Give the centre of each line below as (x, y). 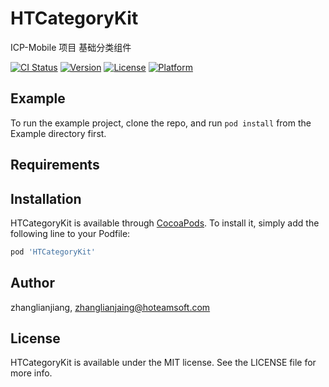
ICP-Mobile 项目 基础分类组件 (71, 47)
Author (32, 283)
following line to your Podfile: (70, 233)
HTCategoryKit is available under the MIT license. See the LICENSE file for (163, 363)
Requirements (55, 165)
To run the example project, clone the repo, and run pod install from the (161, 123)
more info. (31, 373)
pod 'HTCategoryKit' (53, 252)
